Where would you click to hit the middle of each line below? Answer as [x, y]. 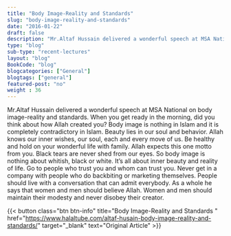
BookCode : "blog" [32, 65]
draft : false [26, 33]
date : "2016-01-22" [35, 26]
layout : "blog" [29, 58]
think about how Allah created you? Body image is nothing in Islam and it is [113, 125]
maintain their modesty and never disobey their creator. [86, 197]
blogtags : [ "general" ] [40, 77]
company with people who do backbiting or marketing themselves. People [112, 175]
